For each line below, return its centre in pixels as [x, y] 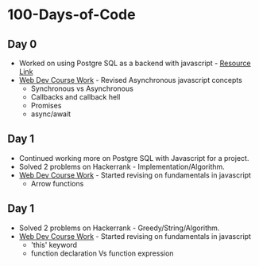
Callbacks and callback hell [75, 97]
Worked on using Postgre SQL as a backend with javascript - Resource [135, 63]
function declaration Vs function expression [102, 253]
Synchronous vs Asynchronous [82, 88]
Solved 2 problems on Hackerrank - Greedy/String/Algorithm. [119, 228]
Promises [46, 106]
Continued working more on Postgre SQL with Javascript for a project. [134, 158]
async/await [51, 114]
